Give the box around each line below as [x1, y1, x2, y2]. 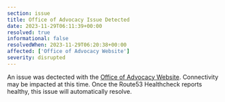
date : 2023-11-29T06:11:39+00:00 [7, 22, 103, 29]
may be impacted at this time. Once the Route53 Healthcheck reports [7, 80, 202, 88]
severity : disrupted [7, 54, 66, 61]
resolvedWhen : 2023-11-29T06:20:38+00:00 [7, 41, 127, 48]
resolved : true [7, 29, 51, 36]
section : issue [7, 10, 51, 17]
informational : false [7, 35, 69, 42]
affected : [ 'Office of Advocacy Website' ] [7, 48, 130, 55]
